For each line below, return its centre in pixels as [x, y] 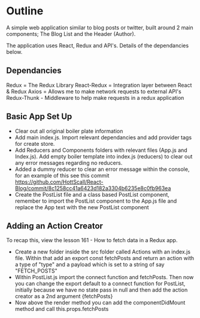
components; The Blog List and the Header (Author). [71, 33]
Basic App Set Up [39, 117]
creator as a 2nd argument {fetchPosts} [64, 296]
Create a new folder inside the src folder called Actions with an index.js [102, 252]
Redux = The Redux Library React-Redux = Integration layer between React [99, 85]
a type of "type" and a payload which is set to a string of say [90, 265]
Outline [25, 11]
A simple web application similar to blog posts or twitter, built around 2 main [100, 27]
